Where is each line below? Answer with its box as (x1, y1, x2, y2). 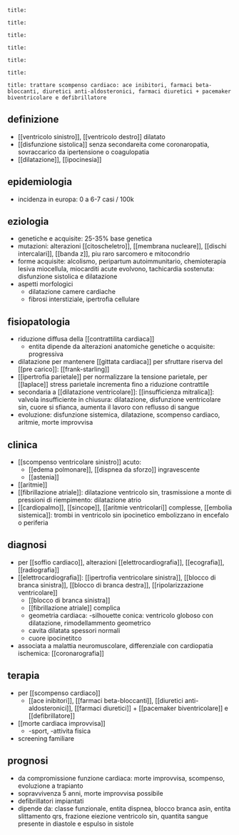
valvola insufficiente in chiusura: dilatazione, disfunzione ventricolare (17, 395, 221, 404)
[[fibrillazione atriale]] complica (28, 603, 121, 612)
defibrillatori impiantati (17, 796, 84, 805)
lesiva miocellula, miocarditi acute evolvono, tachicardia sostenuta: (17, 265, 215, 273)
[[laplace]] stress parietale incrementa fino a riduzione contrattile (17, 380, 209, 389)
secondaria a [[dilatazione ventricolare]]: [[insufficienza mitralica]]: (17, 388, 215, 396)
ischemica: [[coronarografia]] (17, 649, 105, 657)
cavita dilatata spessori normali (28, 626, 121, 634)
